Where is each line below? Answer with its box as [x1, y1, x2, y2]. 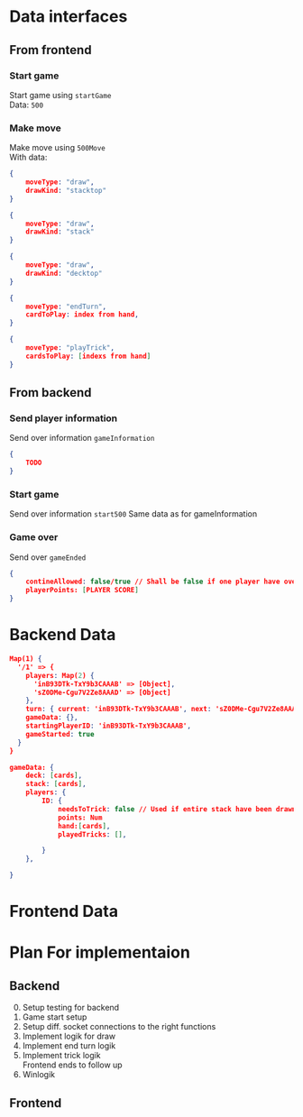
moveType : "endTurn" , [25, 302, 106, 311]
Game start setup [22, 1012, 87, 1022]
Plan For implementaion [9, 942, 191, 963]
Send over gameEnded [9, 552, 87, 563]
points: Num [57, 813, 103, 822]
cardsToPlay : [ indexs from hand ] [25, 352, 151, 361]
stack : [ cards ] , [25, 780, 87, 789]
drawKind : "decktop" [25, 269, 103, 278]
